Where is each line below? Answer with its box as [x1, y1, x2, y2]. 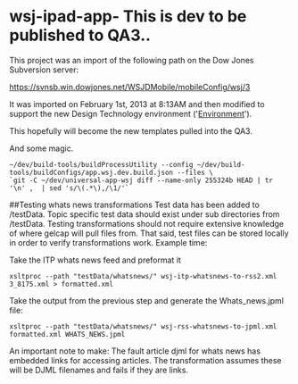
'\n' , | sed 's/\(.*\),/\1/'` [9, 183, 129, 193]
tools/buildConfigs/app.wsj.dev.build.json [9, 168, 174, 177]
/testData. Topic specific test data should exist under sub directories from [9, 208, 280, 220]
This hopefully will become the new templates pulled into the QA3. [9, 125, 252, 136]
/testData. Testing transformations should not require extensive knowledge [9, 218, 284, 229]
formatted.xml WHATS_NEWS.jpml [9, 330, 126, 338]
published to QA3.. [9, 25, 152, 46]
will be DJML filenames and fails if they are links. [9, 364, 189, 375]
